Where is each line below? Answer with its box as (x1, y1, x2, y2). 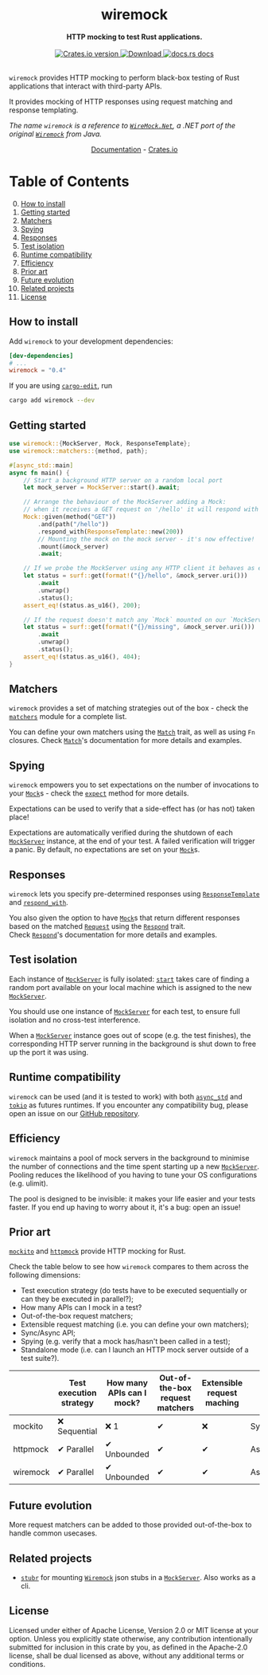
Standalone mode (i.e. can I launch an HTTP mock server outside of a (20, 1345, 249, 1355)
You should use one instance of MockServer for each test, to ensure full (9, 1006, 241, 1016)
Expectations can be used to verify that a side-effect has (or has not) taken (9, 804, 255, 814)
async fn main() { (9, 469, 70, 477)
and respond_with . (9, 898, 68, 907)
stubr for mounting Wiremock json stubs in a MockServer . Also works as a (20, 1572, 256, 1582)
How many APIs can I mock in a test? (20, 1303, 142, 1312)
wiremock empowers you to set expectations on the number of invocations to (9, 780, 259, 790)
